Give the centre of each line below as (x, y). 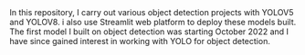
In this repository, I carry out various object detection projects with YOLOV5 (152, 13)
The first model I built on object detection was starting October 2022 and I (149, 32)
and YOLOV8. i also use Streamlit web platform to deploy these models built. (153, 23)
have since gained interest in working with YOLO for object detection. (140, 41)
